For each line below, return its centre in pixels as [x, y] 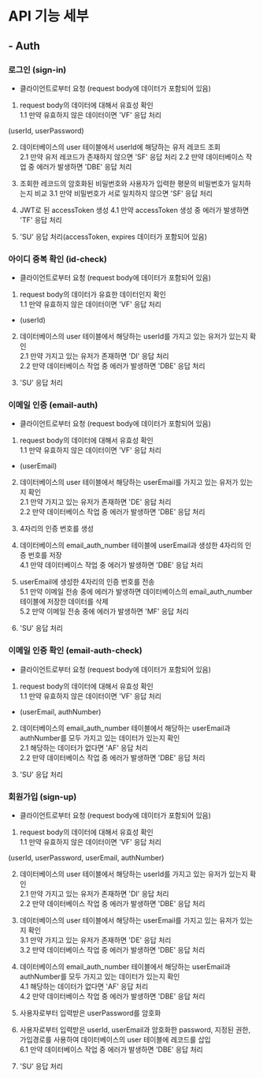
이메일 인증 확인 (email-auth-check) [76, 651]
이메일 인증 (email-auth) [53, 405]
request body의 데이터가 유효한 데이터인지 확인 [93, 295]
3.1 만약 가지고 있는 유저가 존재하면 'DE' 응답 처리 [95, 940]
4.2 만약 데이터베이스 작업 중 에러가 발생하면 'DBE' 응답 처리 [112, 996]
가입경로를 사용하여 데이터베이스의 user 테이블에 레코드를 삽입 [115, 1040]
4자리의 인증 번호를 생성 [57, 528]
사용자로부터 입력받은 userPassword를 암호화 [90, 1013]
